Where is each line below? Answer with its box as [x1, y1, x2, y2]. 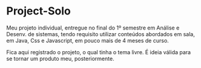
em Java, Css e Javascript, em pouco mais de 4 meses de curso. [6, 37, 170, 44]
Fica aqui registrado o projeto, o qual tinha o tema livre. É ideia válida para [6, 48, 191, 55]
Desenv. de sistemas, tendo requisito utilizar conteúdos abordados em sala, [6, 30, 195, 37]
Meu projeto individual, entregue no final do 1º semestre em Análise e [6, 24, 180, 31]
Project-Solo [6, 4, 71, 18]
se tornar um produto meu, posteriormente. [6, 55, 114, 62]
